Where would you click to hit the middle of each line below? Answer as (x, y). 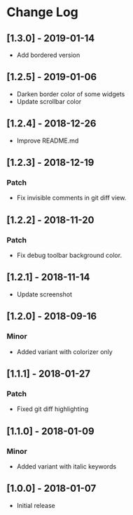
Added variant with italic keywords (66, 466)
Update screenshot (44, 294)
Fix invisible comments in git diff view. (71, 198)
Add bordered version (48, 55)
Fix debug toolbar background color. (69, 255)
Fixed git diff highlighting (52, 409)
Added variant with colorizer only (64, 351)
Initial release (36, 505)
